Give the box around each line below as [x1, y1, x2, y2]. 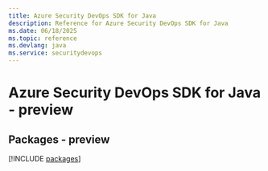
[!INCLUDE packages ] [8, 154, 81, 163]
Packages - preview [8, 132, 110, 146]
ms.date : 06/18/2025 [8, 26, 78, 35]
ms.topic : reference [8, 34, 78, 43]
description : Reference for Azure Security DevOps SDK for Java [8, 19, 229, 27]
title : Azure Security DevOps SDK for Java [8, 11, 157, 20]
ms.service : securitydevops [8, 49, 103, 57]
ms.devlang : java [8, 42, 67, 50]
